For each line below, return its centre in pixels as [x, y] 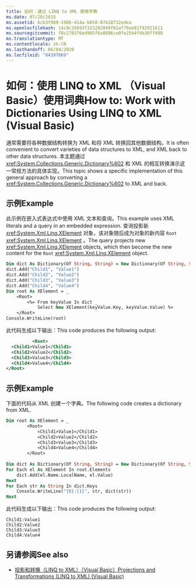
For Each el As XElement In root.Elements [58, 469]
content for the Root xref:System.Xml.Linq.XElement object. [77, 253]
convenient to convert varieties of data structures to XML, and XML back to [97, 149]
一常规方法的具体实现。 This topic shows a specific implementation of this [94, 171]
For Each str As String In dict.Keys [52, 486]
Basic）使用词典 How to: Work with [91, 100]
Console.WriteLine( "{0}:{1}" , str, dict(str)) [74, 491]
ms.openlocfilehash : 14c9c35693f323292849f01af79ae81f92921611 [85, 28]
